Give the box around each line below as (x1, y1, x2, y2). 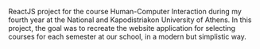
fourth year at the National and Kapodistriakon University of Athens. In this (8, 15, 252, 24)
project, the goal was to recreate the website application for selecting (8, 24, 236, 32)
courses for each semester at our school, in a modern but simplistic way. (8, 32, 246, 41)
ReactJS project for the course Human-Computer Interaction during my (8, 7, 243, 16)
